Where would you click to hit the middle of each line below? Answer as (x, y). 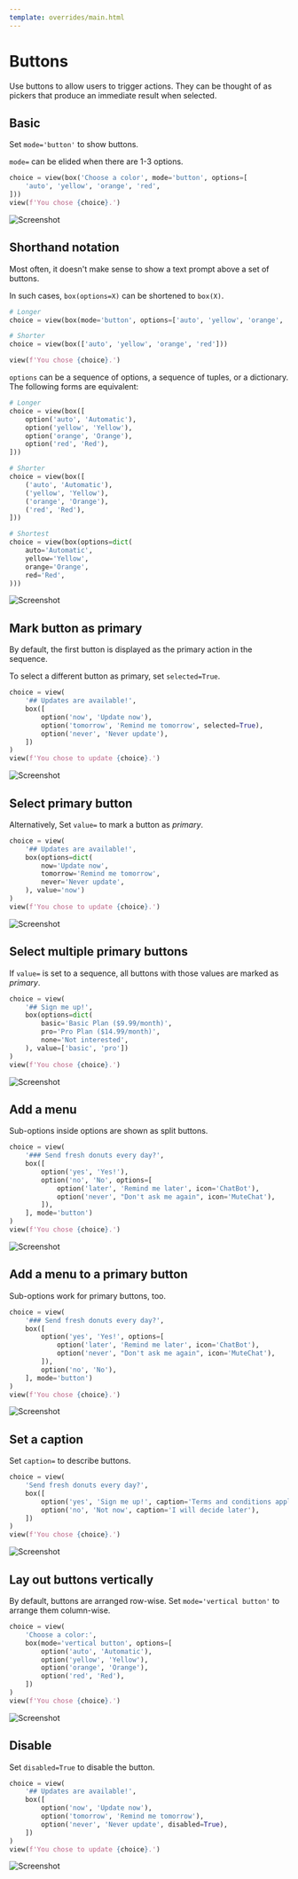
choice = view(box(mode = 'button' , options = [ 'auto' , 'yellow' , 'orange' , (146, 320)
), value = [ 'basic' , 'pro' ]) (77, 1048)
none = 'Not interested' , (85, 1040)
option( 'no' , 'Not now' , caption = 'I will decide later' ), (150, 1510)
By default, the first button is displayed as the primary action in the (131, 649)
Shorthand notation (64, 248)
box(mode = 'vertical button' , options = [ (99, 1643)
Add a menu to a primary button (98, 1274)
